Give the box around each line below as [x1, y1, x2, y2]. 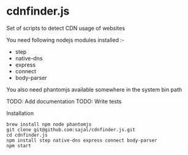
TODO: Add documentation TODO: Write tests [6, 98, 122, 105]
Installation [6, 109, 34, 117]
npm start [6, 142, 32, 149]
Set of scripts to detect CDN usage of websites [6, 24, 126, 32]
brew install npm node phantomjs [6, 121, 92, 128]
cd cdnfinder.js [6, 132, 48, 138]
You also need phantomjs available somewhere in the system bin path [6, 85, 182, 93]
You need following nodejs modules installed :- [6, 36, 124, 43]
